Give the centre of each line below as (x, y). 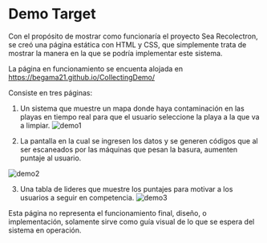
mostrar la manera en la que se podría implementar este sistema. (115, 53)
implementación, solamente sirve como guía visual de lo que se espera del (131, 221)
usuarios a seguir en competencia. (77, 197)
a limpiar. (35, 125)
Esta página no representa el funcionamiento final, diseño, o (107, 213)
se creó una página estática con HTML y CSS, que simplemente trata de (127, 44)
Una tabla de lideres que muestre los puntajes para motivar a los (126, 188)
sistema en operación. (45, 230)
